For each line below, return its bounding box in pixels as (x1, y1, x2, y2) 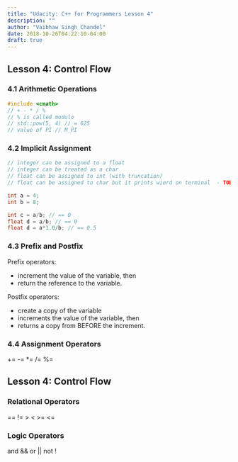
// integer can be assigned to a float (7, 159, 125, 167)
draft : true (7, 37, 42, 44)
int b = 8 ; (7, 198, 40, 205)
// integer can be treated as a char (7, 166, 119, 174)
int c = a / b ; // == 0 (7, 211, 72, 218)
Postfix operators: (7, 292, 59, 301)
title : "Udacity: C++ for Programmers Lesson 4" (7, 10, 154, 18)
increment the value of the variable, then (17, 271, 137, 280)
